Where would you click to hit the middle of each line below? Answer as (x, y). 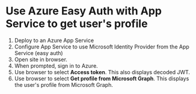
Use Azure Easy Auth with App (84, 11)
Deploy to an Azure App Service (54, 40)
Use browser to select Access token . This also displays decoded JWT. (102, 72)
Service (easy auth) (39, 53)
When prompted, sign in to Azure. (56, 66)
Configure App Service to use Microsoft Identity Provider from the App (102, 47)
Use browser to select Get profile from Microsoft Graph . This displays (102, 78)
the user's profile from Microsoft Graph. (64, 84)
